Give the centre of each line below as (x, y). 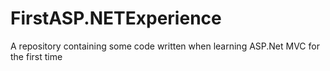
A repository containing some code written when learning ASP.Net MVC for (165, 46)
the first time (36, 56)
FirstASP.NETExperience (116, 18)
